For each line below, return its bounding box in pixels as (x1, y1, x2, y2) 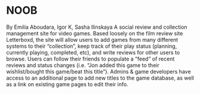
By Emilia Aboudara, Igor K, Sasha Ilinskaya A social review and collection (6, 23, 187, 31)
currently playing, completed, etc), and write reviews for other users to (6, 48, 180, 56)
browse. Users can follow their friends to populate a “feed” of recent (6, 55, 175, 62)
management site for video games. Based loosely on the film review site (6, 29, 183, 37)
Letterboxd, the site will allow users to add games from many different (6, 36, 179, 43)
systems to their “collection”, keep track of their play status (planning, (6, 43, 177, 50)
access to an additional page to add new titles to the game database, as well (6, 74, 194, 81)
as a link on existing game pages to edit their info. (6, 80, 128, 87)
